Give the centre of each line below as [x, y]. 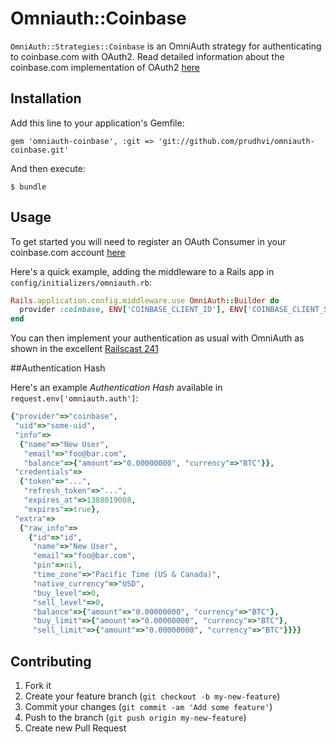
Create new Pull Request [75, 728]
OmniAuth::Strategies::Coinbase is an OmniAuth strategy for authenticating [166, 46]
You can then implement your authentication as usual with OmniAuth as [157, 338]
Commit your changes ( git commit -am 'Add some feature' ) [148, 706]
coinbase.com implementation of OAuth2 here [105, 67]
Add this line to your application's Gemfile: [97, 123]
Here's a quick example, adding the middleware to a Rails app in [142, 271]
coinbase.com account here [68, 252]
